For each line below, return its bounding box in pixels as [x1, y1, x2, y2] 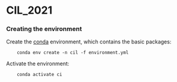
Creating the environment [6, 25, 82, 33]
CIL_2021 [6, 4, 52, 17]
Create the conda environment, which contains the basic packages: [6, 38, 172, 45]
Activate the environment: [6, 60, 69, 67]
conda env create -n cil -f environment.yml [17, 50, 129, 56]
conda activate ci [17, 72, 62, 78]
